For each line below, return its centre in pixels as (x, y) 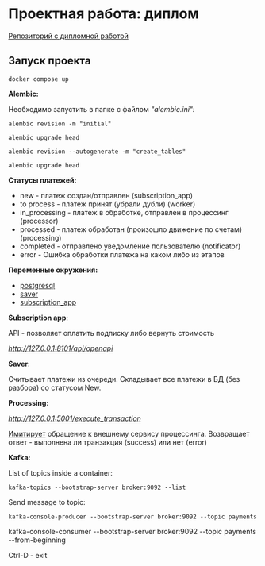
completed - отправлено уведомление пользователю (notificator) (130, 246)
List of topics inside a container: (61, 472)
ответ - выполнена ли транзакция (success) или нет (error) (108, 442)
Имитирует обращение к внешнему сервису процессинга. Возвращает (129, 433)
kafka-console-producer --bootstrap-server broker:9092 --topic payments (133, 517)
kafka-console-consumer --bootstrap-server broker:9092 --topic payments (132, 531)
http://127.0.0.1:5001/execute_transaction (75, 418)
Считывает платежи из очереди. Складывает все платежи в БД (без (124, 379)
